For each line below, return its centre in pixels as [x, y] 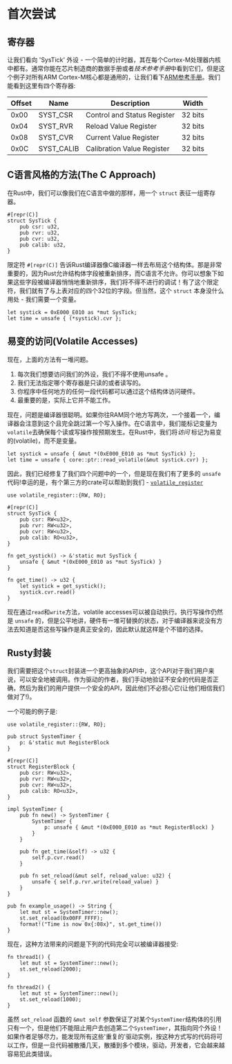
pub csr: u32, [40, 227]
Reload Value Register [122, 126]
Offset [21, 103]
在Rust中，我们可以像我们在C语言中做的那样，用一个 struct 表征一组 [105, 193]
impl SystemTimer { [35, 809]
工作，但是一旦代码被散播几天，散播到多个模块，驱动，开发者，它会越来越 [119, 1045]
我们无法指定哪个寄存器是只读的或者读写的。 [81, 383]
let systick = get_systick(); [63, 586]
